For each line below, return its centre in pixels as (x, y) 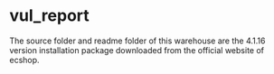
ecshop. (24, 60)
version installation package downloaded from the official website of (137, 50)
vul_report (50, 16)
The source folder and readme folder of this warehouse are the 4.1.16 (137, 41)
